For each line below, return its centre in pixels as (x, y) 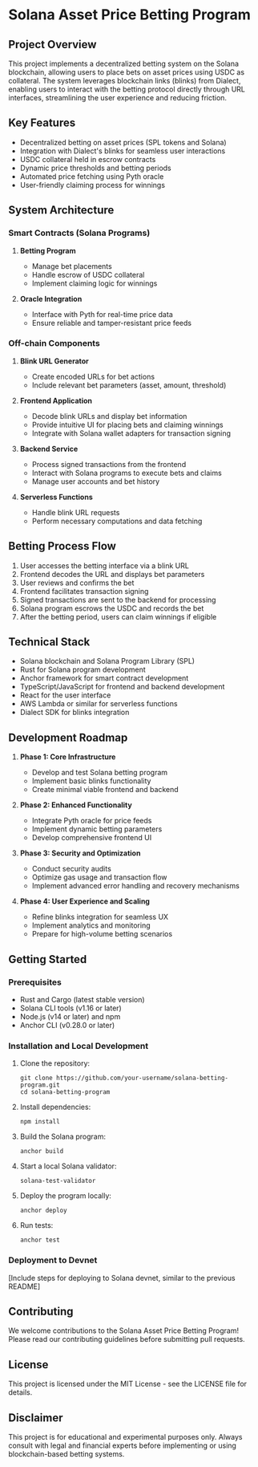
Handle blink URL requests (76, 512)
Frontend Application (56, 400)
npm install (40, 1122)
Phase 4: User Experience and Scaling (85, 901)
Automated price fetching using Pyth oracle (92, 176)
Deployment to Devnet (53, 1260)
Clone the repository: (55, 1063)
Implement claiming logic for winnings (95, 283)
